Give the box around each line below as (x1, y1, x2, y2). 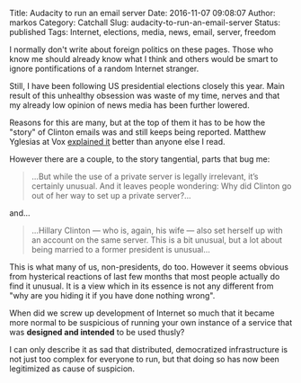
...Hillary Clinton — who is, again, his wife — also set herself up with (31, 225, 283, 236)
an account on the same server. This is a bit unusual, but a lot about (31, 235, 283, 245)
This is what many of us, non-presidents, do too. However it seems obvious (9, 262, 289, 272)
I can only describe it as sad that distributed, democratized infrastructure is (9, 344, 288, 354)
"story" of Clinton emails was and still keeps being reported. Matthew (9, 127, 267, 138)
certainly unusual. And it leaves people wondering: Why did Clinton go (31, 181, 292, 191)
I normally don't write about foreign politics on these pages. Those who (9, 44, 274, 55)
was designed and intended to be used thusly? (9, 327, 185, 337)
